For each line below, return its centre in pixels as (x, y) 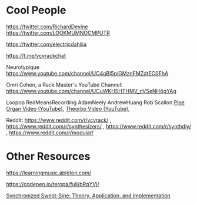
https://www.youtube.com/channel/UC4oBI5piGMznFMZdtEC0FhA (87, 73)
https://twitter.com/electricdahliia (46, 44)
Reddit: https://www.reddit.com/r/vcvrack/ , (59, 120)
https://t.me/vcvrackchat (36, 55)
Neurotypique (23, 67)
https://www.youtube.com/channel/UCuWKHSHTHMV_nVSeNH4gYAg (91, 91)
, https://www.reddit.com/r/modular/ (50, 133)
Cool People (36, 10)
